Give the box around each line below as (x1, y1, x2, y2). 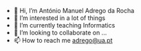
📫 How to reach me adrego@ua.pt (13, 37, 113, 44)
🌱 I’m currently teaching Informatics (13, 21, 116, 29)
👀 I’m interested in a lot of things (13, 14, 105, 22)
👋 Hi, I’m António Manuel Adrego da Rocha (13, 7, 135, 14)
